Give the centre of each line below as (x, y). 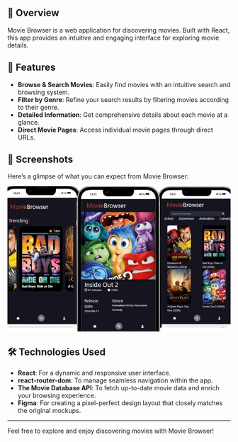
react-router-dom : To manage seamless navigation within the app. (115, 380)
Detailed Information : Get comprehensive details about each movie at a (123, 115)
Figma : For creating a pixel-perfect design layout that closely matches (120, 403)
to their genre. (38, 107)
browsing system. (44, 92)
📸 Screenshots (40, 160)
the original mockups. (49, 410)
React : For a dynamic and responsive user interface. (94, 373)
